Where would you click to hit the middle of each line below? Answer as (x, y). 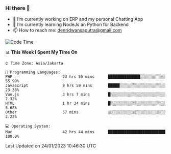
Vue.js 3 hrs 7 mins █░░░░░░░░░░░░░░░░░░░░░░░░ (86, 95)
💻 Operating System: (28, 127)
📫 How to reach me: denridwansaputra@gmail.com (67, 30)
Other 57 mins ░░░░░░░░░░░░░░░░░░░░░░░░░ (86, 112)
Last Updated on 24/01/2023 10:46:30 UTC (51, 146)
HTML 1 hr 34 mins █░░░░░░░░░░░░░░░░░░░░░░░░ (86, 104)
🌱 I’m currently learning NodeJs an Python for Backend (71, 24)
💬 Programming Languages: (33, 72)
